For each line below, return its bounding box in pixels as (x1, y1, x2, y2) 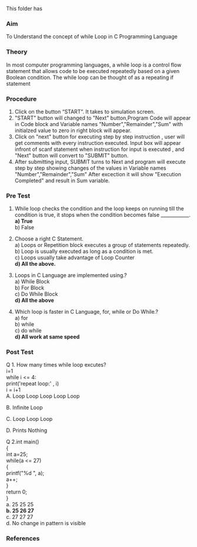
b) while (14, 321, 34, 328)
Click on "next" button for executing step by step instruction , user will (14, 133, 185, 140)
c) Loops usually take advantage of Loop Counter (14, 254, 135, 261)
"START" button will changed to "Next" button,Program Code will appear (14, 114, 191, 121)
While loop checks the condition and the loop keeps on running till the (14, 205, 184, 212)
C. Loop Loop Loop (6, 416, 53, 423)
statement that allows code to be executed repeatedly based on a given (6, 67, 180, 74)
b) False (14, 224, 34, 231)
